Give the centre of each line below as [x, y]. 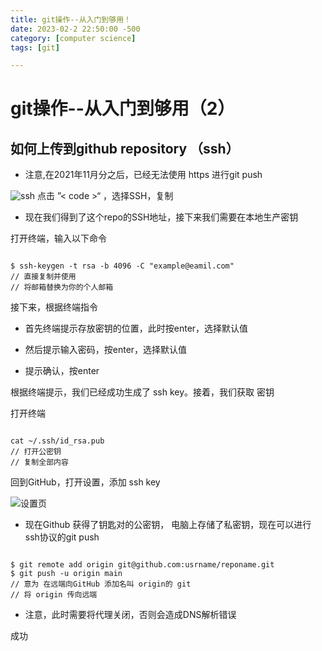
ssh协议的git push [62, 537]
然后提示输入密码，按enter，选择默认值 [106, 350]
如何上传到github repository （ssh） [125, 148]
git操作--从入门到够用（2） [123, 108]
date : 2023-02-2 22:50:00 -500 [75, 29]
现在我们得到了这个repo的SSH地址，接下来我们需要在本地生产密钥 [161, 217]
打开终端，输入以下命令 [58, 238]
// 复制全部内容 [39, 462]
